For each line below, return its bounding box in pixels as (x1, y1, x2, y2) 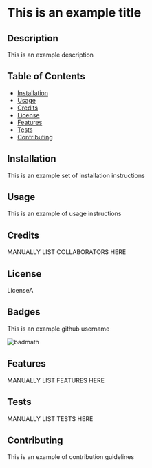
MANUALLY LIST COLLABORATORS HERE (7, 248, 127, 256)
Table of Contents (7, 70, 86, 82)
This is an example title (7, 5, 142, 21)
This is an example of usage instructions (7, 209, 122, 218)
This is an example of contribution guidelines (7, 453, 135, 461)
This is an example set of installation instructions (7, 171, 146, 179)
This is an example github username (7, 324, 110, 333)
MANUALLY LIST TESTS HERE (7, 414, 94, 422)
